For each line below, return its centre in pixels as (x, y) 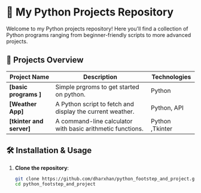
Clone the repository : (42, 168)
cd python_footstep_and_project (55, 184)
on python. (70, 94)
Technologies (171, 77)
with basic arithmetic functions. (99, 129)
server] (20, 129)
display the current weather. (95, 111)
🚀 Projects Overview (45, 60)
